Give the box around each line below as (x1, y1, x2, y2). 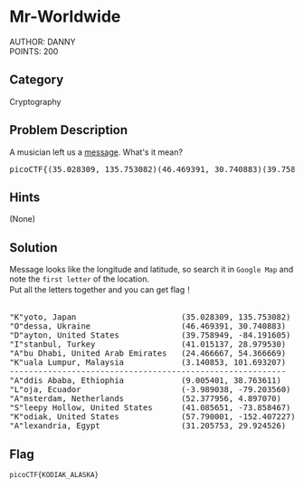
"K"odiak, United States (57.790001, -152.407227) (9, 412, 296, 422)
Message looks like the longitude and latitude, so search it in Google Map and (9, 264, 294, 275)
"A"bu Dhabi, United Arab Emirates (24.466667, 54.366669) (9, 349, 287, 359)
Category (9, 72, 64, 88)
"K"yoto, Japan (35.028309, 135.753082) (9, 312, 291, 322)
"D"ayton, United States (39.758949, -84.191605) (9, 330, 291, 340)
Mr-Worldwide (9, 6, 121, 27)
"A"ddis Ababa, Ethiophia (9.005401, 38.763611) (9, 376, 282, 386)
